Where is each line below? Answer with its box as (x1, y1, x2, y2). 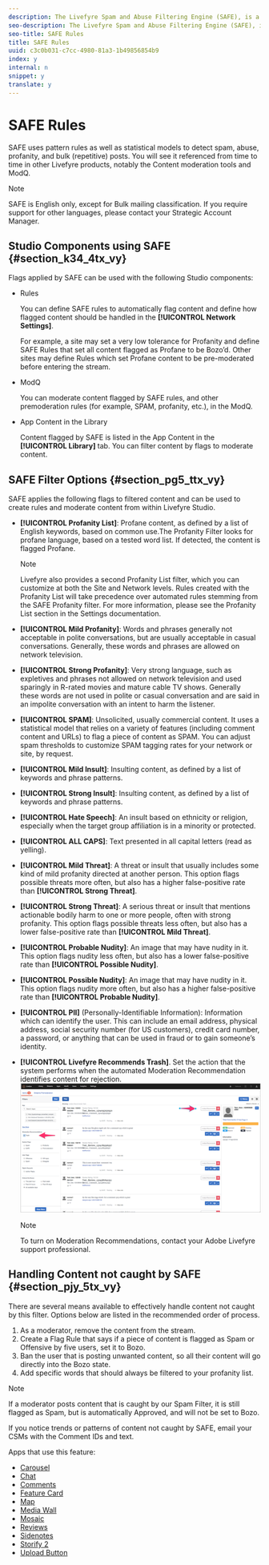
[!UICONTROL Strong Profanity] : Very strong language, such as (19, 666, 232, 675)
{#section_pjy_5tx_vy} (8, 1280, 122, 1293)
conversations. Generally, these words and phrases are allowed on (19, 642, 240, 651)
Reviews (19, 1522, 48, 1531)
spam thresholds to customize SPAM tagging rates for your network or (19, 741, 253, 750)
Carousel (19, 1462, 50, 1472)
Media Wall (19, 1505, 58, 1515)
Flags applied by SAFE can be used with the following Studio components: (8, 273, 254, 283)
